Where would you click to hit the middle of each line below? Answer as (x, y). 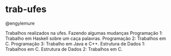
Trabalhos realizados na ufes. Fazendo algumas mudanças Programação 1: (84, 33)
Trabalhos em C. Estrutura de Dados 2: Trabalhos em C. (64, 49)
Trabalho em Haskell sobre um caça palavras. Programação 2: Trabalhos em (86, 38)
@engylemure (20, 23)
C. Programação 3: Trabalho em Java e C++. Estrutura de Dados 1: (75, 43)
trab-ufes (26, 9)
